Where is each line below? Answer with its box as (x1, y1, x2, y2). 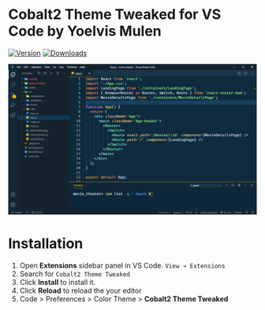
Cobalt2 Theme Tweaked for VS (8, 6, 222, 24)
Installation (8, 234, 84, 253)
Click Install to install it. (19, 278, 96, 287)
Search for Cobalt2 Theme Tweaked (19, 269, 130, 279)
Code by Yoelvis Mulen (8, 22, 162, 40)
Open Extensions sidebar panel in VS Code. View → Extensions (19, 261, 226, 271)
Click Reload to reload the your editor (19, 286, 142, 296)
